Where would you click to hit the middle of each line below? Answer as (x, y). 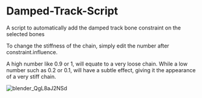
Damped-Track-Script (62, 11)
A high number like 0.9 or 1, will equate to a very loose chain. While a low (97, 64)
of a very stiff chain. (31, 76)
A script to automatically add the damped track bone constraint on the (94, 28)
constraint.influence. (32, 52)
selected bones (26, 34)
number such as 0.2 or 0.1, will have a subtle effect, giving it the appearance (101, 70)
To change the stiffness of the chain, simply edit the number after (88, 46)
